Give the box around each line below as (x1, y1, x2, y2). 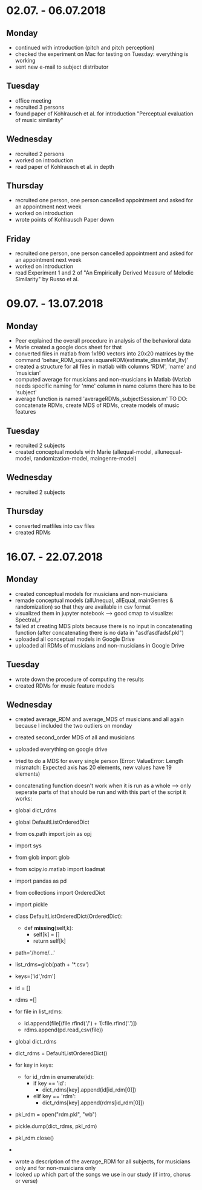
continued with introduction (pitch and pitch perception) (15, 44, 155, 51)
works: (15, 795, 32, 802)
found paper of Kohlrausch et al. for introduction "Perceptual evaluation (15, 110, 194, 117)
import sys (15, 842, 42, 849)
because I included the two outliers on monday (15, 722, 132, 730)
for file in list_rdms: (15, 1008, 63, 1015)
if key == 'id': (33, 1079, 67, 1087)
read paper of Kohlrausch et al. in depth (15, 163, 115, 170)
